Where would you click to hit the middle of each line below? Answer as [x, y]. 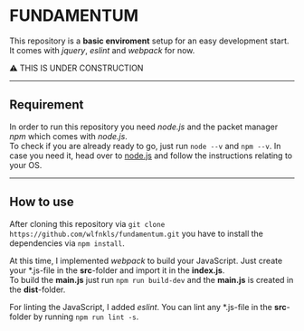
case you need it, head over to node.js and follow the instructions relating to [151, 156]
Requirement [47, 105]
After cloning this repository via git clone [87, 223]
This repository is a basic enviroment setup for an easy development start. [149, 41]
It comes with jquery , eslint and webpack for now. [102, 50]
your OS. [26, 165]
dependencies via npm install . [67, 243]
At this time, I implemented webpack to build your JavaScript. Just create [146, 260]
